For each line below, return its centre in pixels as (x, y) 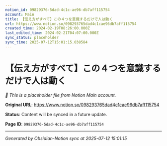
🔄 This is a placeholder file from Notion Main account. (61, 95)
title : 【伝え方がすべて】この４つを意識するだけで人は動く (59, 19)
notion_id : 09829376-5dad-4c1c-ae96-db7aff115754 (58, 10)
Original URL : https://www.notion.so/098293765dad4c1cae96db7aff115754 (82, 105)
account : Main (20, 14)
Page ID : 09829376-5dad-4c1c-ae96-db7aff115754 (55, 124)
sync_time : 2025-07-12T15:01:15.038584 (46, 42)
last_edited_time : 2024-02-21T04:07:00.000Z (52, 33)
